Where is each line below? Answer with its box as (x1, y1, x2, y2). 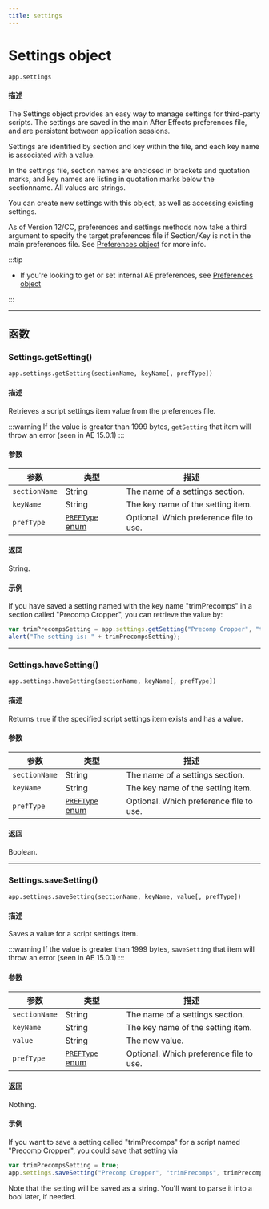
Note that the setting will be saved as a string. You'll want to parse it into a (8, 1183, 253, 1193)
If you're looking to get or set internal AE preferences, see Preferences (19, 270, 254, 280)
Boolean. (8, 847, 38, 856)
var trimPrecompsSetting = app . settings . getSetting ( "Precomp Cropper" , (8, 625, 252, 633)
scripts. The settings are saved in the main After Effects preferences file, (8, 117, 247, 127)
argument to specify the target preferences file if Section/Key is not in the (8, 230, 251, 241)
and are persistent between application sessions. (8, 126, 171, 135)
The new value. (126, 1035, 184, 1046)
